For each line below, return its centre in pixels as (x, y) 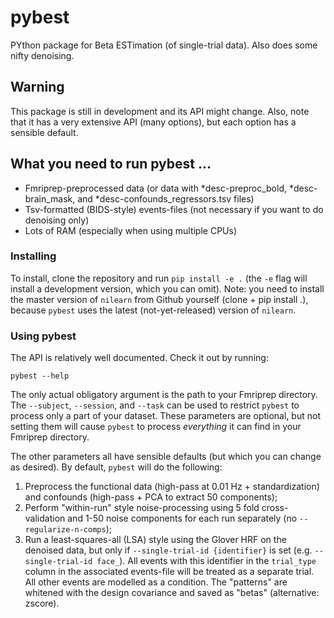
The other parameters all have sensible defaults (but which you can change (166, 457)
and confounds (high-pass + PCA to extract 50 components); (151, 497)
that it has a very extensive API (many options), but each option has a (153, 122)
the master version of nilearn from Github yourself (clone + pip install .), (159, 299)
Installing (33, 256)
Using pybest (43, 336)
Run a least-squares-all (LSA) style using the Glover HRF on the (155, 540)
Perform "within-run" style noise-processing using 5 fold (142, 508)
